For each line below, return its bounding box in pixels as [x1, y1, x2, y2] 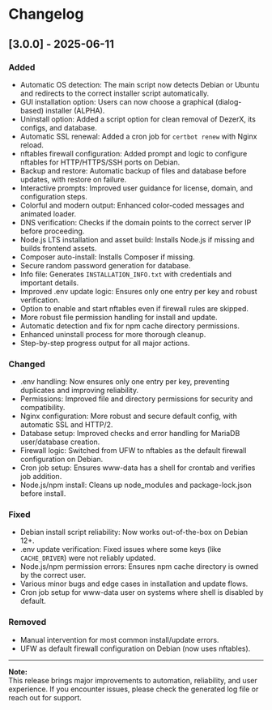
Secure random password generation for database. [19, 260, 191, 270]
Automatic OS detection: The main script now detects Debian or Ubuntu [19, 79, 260, 89]
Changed [8, 358, 46, 370]
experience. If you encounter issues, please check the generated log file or [8, 684, 259, 694]
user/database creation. [19, 437, 100, 447]
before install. [19, 489, 66, 498]
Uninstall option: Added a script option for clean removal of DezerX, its [19, 114, 257, 124]
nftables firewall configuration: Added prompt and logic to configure [19, 148, 248, 158]
